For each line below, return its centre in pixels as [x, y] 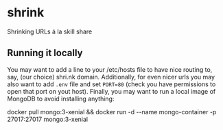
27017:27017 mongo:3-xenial [48, 119]
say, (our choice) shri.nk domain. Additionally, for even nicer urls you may [111, 77]
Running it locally [45, 53]
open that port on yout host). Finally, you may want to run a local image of [111, 91]
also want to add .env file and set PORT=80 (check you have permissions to [111, 84]
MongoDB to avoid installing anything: [61, 99]
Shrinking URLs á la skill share [50, 31]
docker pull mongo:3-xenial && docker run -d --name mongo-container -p [112, 112]
